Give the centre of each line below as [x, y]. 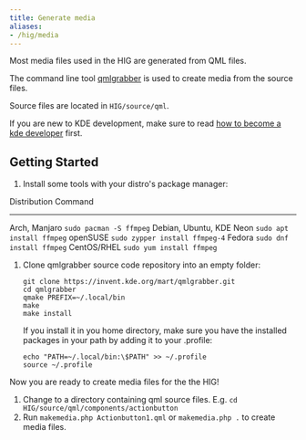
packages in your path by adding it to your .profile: [117, 340]
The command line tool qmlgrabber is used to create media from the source [151, 79]
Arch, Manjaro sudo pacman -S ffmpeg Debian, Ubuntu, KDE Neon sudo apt [149, 228]
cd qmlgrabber [49, 290]
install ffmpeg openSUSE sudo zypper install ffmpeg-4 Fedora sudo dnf [149, 237]
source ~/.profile [57, 365]
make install [47, 314]
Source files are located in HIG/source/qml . [90, 106]
